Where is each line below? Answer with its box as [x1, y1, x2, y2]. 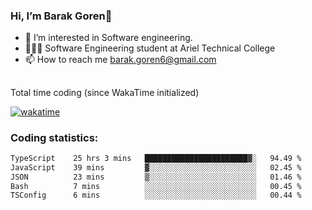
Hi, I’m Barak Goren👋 [10, 9, 113, 23]
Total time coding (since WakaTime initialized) [10, 86, 200, 98]
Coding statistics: [10, 130, 99, 144]
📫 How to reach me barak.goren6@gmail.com [24, 54, 217, 66]
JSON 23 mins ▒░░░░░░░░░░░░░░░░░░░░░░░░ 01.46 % [10, 172, 302, 182]
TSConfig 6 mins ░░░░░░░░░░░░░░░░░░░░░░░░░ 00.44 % [10, 190, 302, 201]
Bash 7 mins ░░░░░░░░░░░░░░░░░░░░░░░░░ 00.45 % [10, 181, 302, 191]
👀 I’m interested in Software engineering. [24, 32, 193, 44]
